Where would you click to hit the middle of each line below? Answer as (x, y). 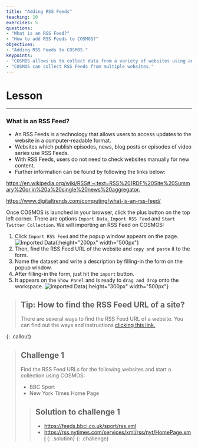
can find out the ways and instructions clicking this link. (88, 325)
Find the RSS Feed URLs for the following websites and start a (96, 370)
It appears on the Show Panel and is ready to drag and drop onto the (97, 280)
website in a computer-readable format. (63, 140)
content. (25, 165)
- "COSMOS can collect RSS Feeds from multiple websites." (80, 66)
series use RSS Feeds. (42, 153)
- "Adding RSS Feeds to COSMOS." (47, 50)
